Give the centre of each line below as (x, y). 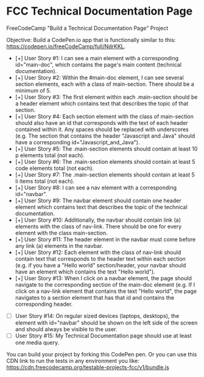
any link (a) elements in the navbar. (59, 245)
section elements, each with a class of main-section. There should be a (105, 84)
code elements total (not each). (55, 168)
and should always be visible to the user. (66, 329)
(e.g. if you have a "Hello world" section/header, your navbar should (100, 265)
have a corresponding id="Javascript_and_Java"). (77, 142)
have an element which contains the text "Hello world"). (85, 272)
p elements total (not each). (50, 155)
